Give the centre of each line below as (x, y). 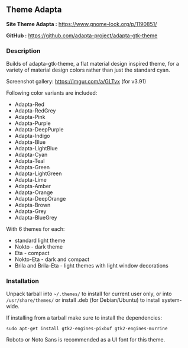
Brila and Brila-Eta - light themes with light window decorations (91, 266)
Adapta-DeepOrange (40, 199)
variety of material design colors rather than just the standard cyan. (88, 70)
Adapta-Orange (34, 192)
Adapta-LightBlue (36, 149)
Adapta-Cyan (31, 155)
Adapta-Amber (33, 186)
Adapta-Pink (30, 117)
